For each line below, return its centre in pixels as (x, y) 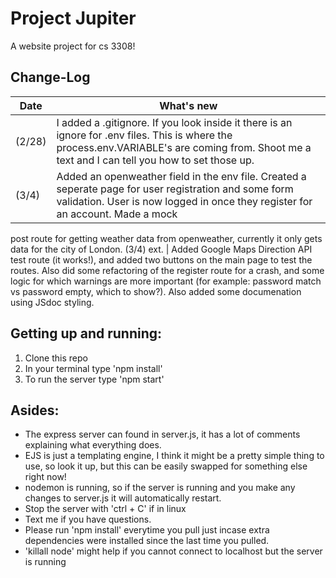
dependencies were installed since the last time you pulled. (147, 541)
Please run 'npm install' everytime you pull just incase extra (147, 530)
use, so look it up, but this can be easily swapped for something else (166, 466)
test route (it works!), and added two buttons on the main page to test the (161, 259)
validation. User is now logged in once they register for (184, 201)
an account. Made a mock (117, 214)
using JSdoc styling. (52, 302)
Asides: (35, 410)
